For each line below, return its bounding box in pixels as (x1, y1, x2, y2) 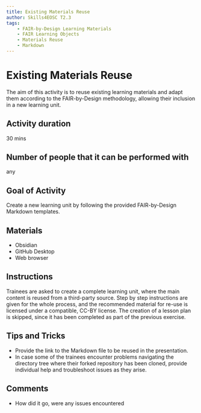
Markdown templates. (6, 208, 60, 215)
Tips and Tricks (6, 331, 66, 341)
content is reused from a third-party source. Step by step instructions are (6, 294, 188, 301)
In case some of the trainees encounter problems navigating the (14, 353, 175, 361)
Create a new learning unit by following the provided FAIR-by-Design (6, 201, 177, 209)
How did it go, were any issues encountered (14, 399, 125, 407)
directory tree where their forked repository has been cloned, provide (14, 359, 188, 367)
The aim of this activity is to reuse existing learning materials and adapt (6, 88, 183, 95)
